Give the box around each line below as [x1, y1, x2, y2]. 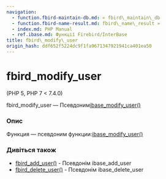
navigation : [6, 9, 37, 15]
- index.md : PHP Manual [12, 26, 72, 32]
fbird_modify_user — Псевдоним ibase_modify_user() [6, 101, 141, 109]
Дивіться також [6, 146, 56, 155]
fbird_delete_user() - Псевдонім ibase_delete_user [15, 166, 144, 174]
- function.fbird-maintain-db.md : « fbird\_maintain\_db [12, 15, 160, 21]
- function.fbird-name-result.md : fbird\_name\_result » [12, 20, 160, 26]
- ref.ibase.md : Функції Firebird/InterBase [12, 32, 127, 38]
